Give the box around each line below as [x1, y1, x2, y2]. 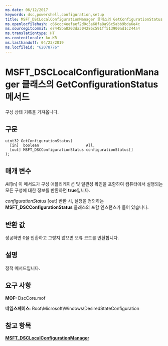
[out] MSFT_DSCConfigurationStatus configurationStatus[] [10, 147, 134, 152]
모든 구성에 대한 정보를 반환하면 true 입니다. [5, 187, 90, 194]
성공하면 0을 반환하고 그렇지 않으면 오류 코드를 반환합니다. [5, 235, 119, 240]
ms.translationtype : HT [5, 31, 55, 36]
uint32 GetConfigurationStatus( [5, 139, 73, 144]
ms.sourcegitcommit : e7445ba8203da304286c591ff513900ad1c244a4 [5, 26, 140, 31]
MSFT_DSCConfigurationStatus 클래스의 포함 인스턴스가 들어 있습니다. [5, 204, 149, 210]
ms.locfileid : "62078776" [5, 45, 59, 50]
